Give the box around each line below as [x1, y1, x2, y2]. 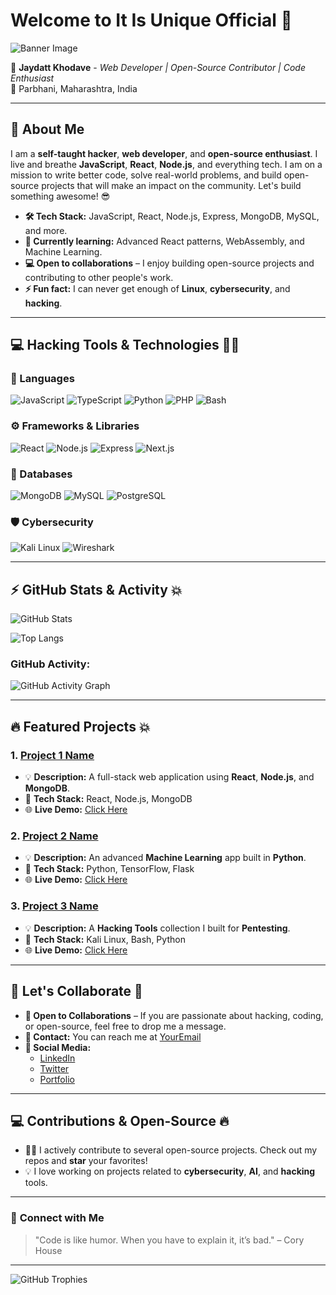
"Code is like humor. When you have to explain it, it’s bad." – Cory [34, 1234, 305, 1246]
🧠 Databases [10, 467, 73, 481]
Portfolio [39, 1073, 75, 1085]
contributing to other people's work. [24, 271, 174, 283]
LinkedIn [39, 1052, 76, 1064]
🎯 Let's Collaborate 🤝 [10, 983, 143, 1000]
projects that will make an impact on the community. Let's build [41, 179, 302, 191]
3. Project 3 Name [10, 899, 99, 913]
